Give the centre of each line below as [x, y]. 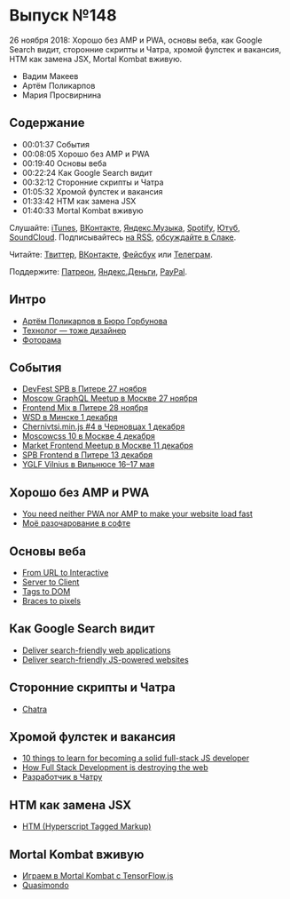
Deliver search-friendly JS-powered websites [105, 659]
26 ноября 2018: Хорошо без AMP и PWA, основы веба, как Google [136, 40]
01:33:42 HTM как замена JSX [79, 201]
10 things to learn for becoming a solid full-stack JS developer [136, 758]
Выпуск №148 [63, 16]
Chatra [34, 709]
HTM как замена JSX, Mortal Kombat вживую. [96, 59]
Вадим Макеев [50, 76]
